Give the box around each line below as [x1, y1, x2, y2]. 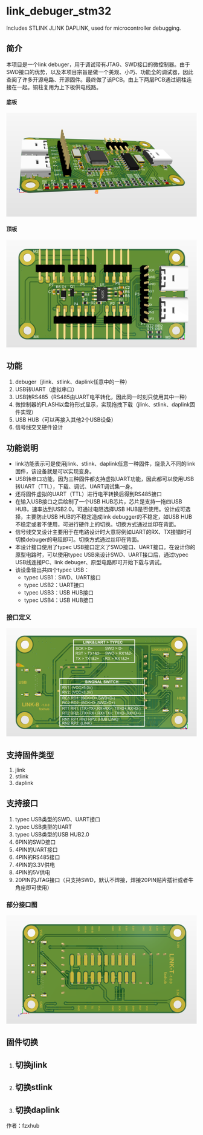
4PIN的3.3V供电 [14, 861, 56, 868]
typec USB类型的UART [14, 823, 72, 830]
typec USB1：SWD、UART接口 [24, 574, 101, 581]
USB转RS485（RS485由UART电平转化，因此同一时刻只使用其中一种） [14, 393, 190, 400]
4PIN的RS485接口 [14, 854, 60, 861]
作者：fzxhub [6, 1122, 40, 1130]
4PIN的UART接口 [14, 846, 58, 853]
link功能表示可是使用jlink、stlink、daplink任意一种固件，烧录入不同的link [14, 460, 195, 468]
